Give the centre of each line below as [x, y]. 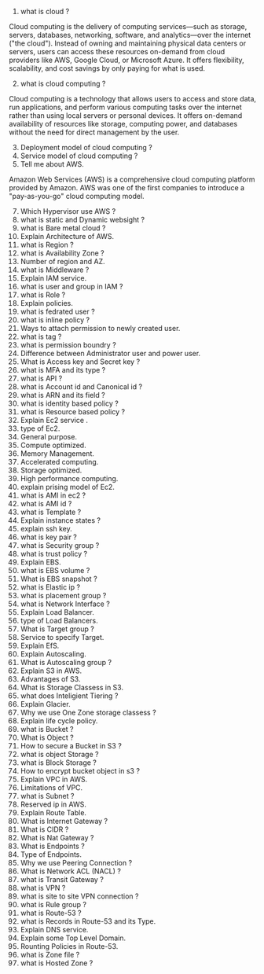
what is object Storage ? [59, 754]
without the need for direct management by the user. [94, 132]
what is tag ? [41, 336]
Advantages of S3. [50, 679]
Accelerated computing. [59, 462]
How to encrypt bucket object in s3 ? [80, 771]
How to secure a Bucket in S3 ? [71, 746]
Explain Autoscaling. [53, 654]
